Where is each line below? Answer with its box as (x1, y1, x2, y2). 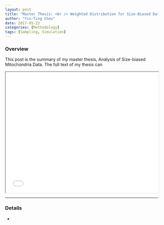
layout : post (5, 7, 32, 12)
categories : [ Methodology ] (5, 25, 60, 30)
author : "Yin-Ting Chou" (5, 16, 55, 21)
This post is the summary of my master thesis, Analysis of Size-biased (5, 57, 146, 62)
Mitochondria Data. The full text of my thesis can (5, 61, 103, 68)
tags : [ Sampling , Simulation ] (5, 30, 66, 34)
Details (5, 205, 22, 211)
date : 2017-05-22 (5, 20, 40, 26)
